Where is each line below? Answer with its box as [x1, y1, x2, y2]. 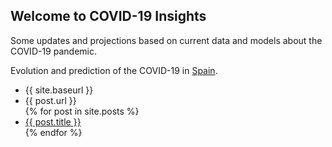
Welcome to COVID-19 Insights [10, 8, 207, 25]
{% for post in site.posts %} [24, 105, 140, 117]
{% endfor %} [24, 126, 83, 138]
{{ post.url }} [24, 94, 77, 106]
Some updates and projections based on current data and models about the [10, 34, 323, 46]
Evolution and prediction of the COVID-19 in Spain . [10, 64, 218, 76]
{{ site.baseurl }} [24, 84, 94, 96]
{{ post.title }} [24, 115, 82, 128]
